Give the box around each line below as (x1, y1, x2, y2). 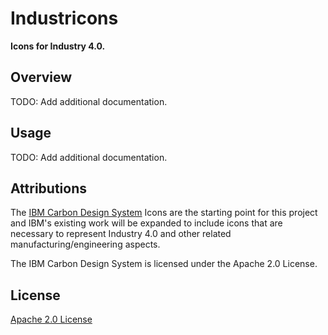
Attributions (10, 180, 88, 197)
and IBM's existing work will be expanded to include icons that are (10, 217, 283, 229)
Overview (10, 69, 73, 86)
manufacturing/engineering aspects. (10, 238, 161, 251)
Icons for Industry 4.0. (10, 40, 106, 52)
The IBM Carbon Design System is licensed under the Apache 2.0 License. (10, 258, 318, 270)
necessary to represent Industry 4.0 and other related (10, 228, 232, 240)
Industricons (10, 7, 119, 30)
